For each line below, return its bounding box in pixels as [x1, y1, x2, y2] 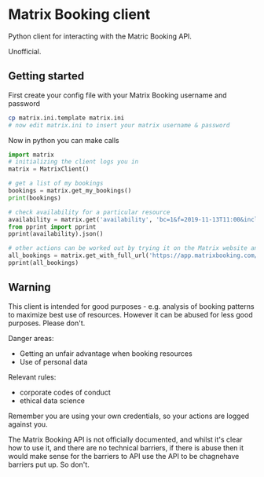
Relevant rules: [8, 372, 57, 382]
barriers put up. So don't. [8, 460, 90, 469]
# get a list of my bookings [8, 179, 104, 188]
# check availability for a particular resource [8, 208, 170, 216]
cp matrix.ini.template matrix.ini [8, 114, 125, 122]
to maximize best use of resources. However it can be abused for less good [8, 310, 253, 319]
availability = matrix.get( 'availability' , [8, 215, 153, 223]
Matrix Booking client [8, 6, 151, 24]
